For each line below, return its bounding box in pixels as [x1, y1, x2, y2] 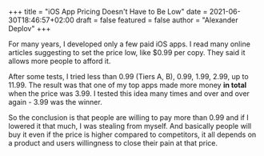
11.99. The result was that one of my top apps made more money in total [8, 80, 247, 90]
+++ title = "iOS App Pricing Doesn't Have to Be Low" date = [8, 7, 208, 16]
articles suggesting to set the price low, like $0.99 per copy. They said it [8, 48, 246, 57]
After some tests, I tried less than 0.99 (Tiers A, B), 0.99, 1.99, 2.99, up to [8, 72, 250, 81]
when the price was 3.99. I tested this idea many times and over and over [8, 89, 250, 98]
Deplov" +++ [8, 24, 51, 33]
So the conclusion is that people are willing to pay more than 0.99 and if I [8, 113, 250, 122]
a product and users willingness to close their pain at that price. [8, 138, 218, 147]
